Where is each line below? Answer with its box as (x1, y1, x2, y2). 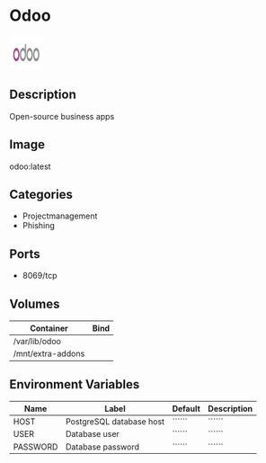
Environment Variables (9, 377, 140, 392)
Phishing (22, 220, 56, 231)
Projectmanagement (22, 210, 98, 221)
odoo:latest (9, 161, 51, 172)
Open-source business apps (9, 111, 115, 121)
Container (30, 323, 69, 334)
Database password (66, 441, 140, 452)
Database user (66, 429, 120, 440)
